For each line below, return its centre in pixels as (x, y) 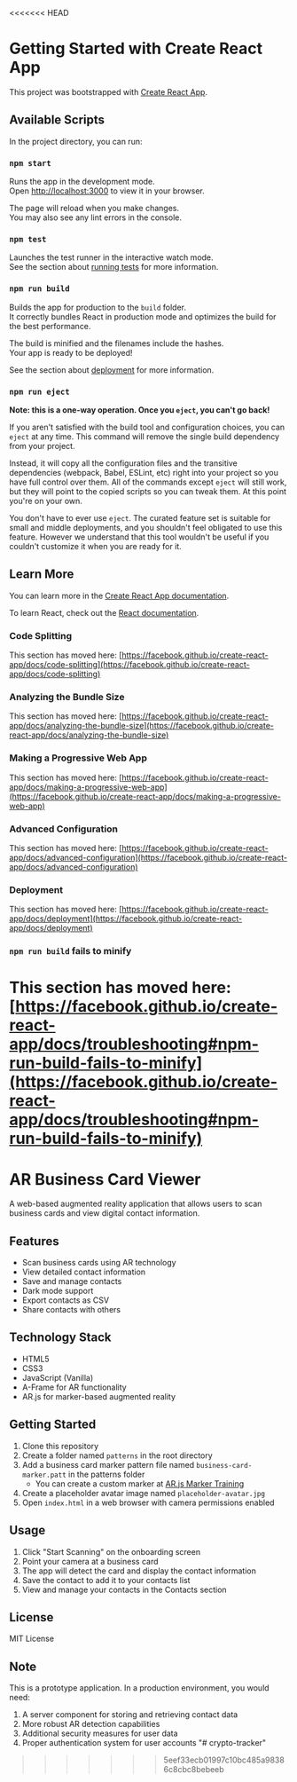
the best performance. (50, 326)
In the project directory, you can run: (76, 141)
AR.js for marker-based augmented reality (98, 1396)
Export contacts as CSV (65, 1300)
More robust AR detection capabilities (91, 1724)
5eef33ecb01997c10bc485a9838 (224, 1760)
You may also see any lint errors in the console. (95, 217)
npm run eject (39, 391)
